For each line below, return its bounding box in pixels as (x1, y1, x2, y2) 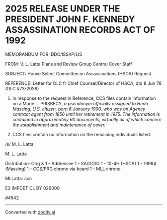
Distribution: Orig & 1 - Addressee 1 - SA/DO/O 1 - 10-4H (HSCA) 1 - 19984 (5, 160, 157, 166)
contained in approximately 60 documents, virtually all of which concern (12, 116, 162, 122)
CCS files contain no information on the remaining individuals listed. (12, 131, 152, 137)
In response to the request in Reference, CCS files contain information (12, 95, 156, 101)
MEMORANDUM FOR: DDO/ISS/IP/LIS (5, 51, 83, 57)
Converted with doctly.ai (5, 209, 56, 215)
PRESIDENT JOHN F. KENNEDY (5, 13, 135, 25)
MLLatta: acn (5, 175, 32, 181)
